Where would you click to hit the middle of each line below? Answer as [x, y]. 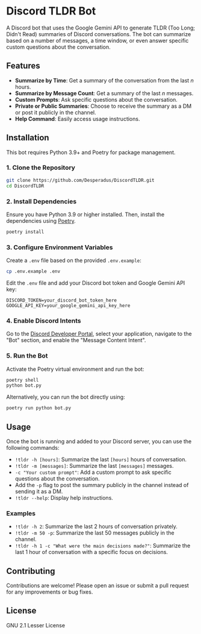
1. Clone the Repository [41, 168]
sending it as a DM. [39, 491]
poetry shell [23, 380]
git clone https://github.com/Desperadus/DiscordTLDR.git [80, 180]
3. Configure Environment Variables [60, 247]
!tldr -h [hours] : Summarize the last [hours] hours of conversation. [101, 459]
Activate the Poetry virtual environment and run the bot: [75, 369]
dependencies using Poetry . [41, 220]
